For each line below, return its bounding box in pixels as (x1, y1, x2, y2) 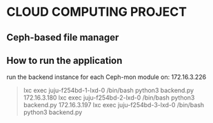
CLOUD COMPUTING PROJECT (6, 4, 187, 20)
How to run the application (6, 54, 123, 66)
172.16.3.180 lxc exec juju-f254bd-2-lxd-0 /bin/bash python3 (23, 93, 195, 102)
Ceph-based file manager (6, 32, 119, 43)
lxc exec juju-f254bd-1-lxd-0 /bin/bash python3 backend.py (23, 87, 194, 95)
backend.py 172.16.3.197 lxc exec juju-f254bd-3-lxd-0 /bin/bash (23, 101, 205, 109)
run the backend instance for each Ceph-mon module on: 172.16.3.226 (6, 73, 207, 81)
